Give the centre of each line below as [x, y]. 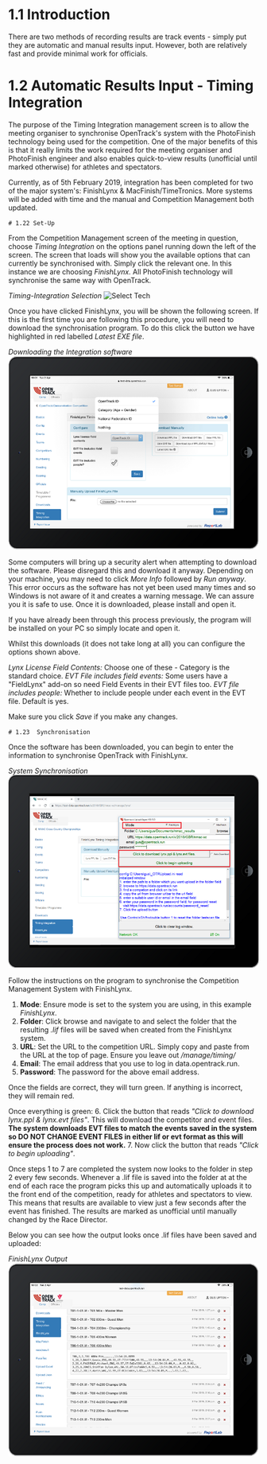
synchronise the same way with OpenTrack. [80, 280]
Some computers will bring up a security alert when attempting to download [132, 561]
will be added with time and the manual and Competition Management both [131, 199]
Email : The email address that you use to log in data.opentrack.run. [130, 1063]
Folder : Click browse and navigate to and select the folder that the [128, 1021]
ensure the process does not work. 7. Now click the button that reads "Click [133, 1145]
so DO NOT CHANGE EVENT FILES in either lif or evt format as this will [126, 1136]
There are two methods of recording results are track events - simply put [128, 37]
